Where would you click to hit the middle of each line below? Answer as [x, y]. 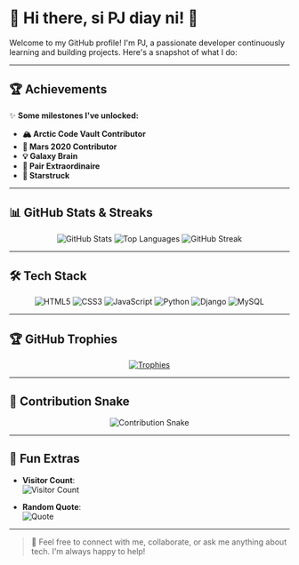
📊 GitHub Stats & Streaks [81, 213]
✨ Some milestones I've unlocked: [74, 115]
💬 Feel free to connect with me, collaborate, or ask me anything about [159, 542]
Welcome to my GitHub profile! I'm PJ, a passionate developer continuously [147, 43]
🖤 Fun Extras [44, 459]
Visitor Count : [48, 480]
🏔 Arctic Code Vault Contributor [84, 133]
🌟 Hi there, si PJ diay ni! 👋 [104, 18]
